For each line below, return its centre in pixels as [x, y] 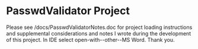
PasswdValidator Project [68, 11]
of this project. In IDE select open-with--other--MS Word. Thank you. [90, 40]
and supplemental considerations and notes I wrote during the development [99, 33]
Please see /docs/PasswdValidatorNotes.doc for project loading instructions [99, 27]
